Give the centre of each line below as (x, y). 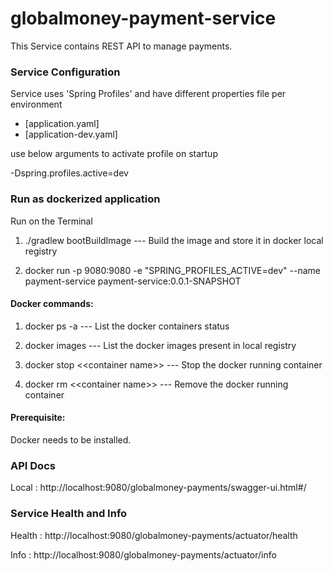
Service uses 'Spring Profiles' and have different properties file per (148, 94)
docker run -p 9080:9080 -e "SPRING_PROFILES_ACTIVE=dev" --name (172, 270)
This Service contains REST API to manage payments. (121, 46)
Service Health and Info (69, 514)
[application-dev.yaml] (71, 134)
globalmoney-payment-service (143, 18)
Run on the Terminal (51, 221)
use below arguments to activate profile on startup (114, 154)
